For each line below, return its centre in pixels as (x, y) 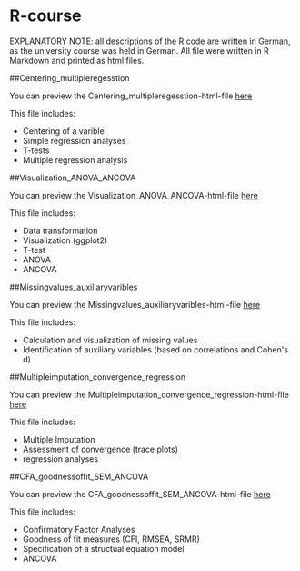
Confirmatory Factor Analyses (79, 529)
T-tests (36, 150)
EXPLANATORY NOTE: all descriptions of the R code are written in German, (150, 41)
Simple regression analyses (74, 140)
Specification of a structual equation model (103, 548)
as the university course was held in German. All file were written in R (140, 50)
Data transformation (60, 230)
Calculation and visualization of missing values (110, 340)
